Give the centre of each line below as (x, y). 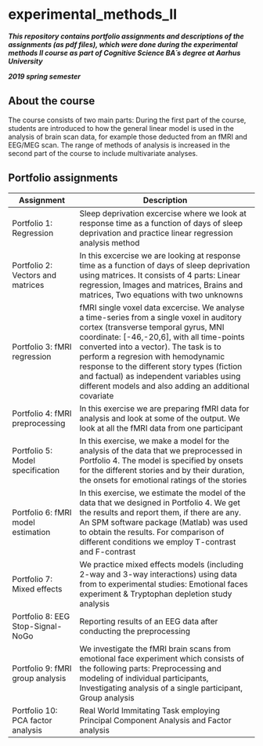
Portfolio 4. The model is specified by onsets (162, 460)
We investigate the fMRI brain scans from (155, 649)
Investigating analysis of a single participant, (161, 688)
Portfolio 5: (32, 450)
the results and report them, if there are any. (160, 512)
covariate (97, 395)
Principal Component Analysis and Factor (155, 720)
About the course (52, 101)
